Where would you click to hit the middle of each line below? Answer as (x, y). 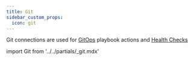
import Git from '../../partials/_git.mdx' (53, 51)
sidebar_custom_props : (35, 17)
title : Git (20, 12)
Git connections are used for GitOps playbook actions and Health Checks (97, 40)
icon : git (24, 23)
